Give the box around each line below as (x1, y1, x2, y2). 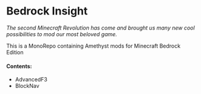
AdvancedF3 (15, 76, 47, 83)
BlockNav (15, 83, 39, 90)
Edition (6, 48, 24, 55)
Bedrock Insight (6, 4, 88, 18)
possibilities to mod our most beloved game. (6, 30, 117, 37)
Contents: (6, 62, 32, 70)
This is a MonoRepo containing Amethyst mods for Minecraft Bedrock (6, 42, 181, 49)
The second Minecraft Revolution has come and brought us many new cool (6, 24, 196, 31)
